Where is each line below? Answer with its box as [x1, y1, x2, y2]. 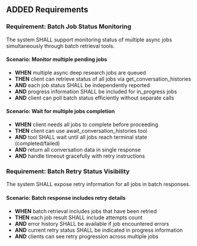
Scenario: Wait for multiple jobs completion [6, 108, 115, 115]
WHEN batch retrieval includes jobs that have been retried [14, 207, 157, 215]
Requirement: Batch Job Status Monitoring [6, 23, 131, 31]
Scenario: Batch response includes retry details [6, 194, 126, 201]
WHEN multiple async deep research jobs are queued [14, 69, 146, 76]
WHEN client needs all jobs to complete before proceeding [14, 121, 159, 128]
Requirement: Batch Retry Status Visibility [6, 167, 130, 175]
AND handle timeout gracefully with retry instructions [14, 152, 145, 159]
